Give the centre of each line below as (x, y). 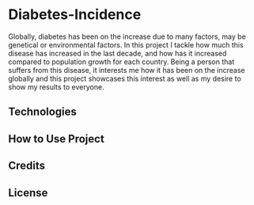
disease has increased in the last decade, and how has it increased (118, 53)
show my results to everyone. (56, 87)
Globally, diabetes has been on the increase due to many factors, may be (127, 36)
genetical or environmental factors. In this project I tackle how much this (126, 44)
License (28, 193)
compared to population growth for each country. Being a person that (121, 62)
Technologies (43, 112)
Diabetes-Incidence (75, 15)
